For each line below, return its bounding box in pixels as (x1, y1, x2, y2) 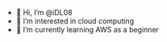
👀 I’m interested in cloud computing (15, 16, 135, 26)
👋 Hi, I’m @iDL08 (15, 8, 73, 17)
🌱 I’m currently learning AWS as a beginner (15, 25, 160, 34)
